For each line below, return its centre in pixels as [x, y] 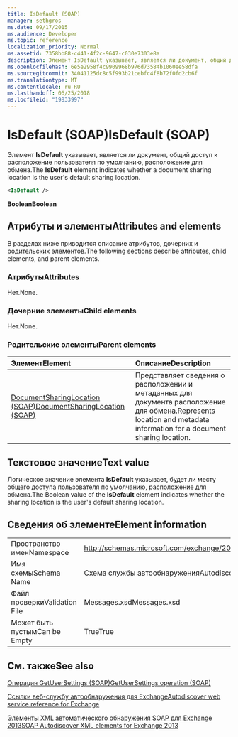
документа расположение [180, 402]
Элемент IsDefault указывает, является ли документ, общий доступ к [113, 154]
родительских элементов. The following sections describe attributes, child [117, 251]
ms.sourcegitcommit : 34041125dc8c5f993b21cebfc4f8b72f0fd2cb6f [103, 73]
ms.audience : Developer [42, 34]
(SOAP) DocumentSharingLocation [68, 406]
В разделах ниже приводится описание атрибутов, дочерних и [103, 243]
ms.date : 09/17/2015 [38, 27]
